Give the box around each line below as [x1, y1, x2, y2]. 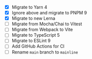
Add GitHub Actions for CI [11, 43, 65, 49]
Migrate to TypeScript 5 [11, 32, 60, 38]
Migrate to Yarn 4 [11, 4, 47, 10]
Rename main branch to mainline [11, 49, 78, 55]
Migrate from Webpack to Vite [11, 27, 73, 33]
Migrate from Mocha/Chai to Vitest [11, 21, 82, 27]
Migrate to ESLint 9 [11, 38, 51, 44]
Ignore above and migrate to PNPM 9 [11, 10, 87, 16]
